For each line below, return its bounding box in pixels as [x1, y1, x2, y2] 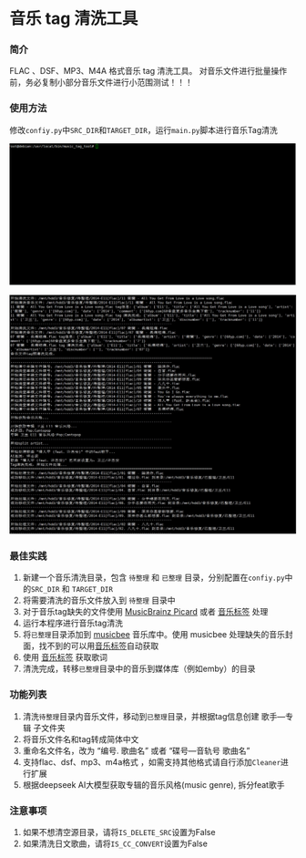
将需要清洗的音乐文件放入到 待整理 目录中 [22, 594, 176, 606]
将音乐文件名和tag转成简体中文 [22, 733, 139, 744]
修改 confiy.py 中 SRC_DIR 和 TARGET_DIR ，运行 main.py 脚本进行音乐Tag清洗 [9, 124, 278, 135]
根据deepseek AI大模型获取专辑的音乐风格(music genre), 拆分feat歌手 [22, 779, 285, 790]
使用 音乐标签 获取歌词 [22, 652, 107, 663]
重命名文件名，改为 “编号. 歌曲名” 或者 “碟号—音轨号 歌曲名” [22, 745, 250, 756]
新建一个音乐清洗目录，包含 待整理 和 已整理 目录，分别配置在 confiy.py [22, 572, 285, 584]
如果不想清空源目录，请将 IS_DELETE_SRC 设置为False [22, 827, 216, 838]
